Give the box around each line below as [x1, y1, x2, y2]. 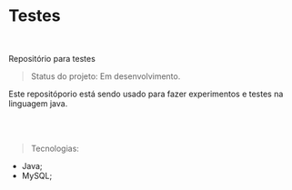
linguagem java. [8, 97, 68, 109]
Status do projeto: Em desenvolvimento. [30, 70, 181, 82]
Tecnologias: [30, 143, 79, 154]
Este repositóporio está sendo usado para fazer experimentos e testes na [8, 88, 284, 99]
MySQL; [21, 170, 53, 181]
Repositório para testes [8, 53, 96, 64]
